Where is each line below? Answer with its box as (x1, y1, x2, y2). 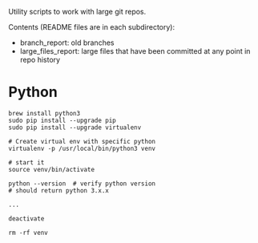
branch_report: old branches (19, 38, 115, 47)
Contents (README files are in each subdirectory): (8, 22, 175, 31)
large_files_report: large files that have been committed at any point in (19, 47, 251, 55)
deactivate (8, 214, 45, 223)
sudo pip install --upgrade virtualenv (8, 124, 142, 132)
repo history (19, 55, 61, 64)
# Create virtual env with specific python (8, 137, 156, 145)
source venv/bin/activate (8, 165, 95, 173)
